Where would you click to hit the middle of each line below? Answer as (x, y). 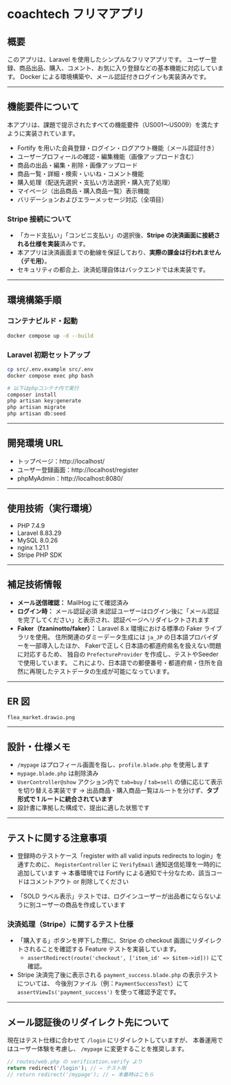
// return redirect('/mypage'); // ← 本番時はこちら (80, 1074)
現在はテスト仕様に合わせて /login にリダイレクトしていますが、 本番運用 (112, 1040)
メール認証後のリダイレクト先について (88, 1022)
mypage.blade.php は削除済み (58, 774)
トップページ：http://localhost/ (61, 461)
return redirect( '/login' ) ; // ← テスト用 (67, 1068)
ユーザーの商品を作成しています (80, 904)
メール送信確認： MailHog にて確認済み (73, 602)
